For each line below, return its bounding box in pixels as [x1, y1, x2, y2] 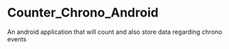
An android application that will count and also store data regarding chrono [7, 28, 223, 36]
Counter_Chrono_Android [7, 5, 159, 21]
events [7, 35, 27, 43]
